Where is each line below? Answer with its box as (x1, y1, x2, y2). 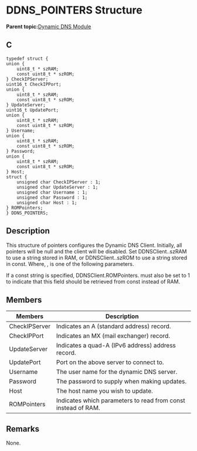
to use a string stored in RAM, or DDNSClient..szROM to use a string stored (6, 254, 188, 261)
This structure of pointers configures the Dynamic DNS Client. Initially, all (6, 242, 182, 249)
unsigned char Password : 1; (16, 195, 88, 201)
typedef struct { (6, 55, 49, 62)
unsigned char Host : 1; (16, 199, 77, 206)
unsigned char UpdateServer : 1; (16, 184, 98, 190)
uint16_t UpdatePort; (6, 107, 59, 113)
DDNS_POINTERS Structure (6, 4, 142, 17)
